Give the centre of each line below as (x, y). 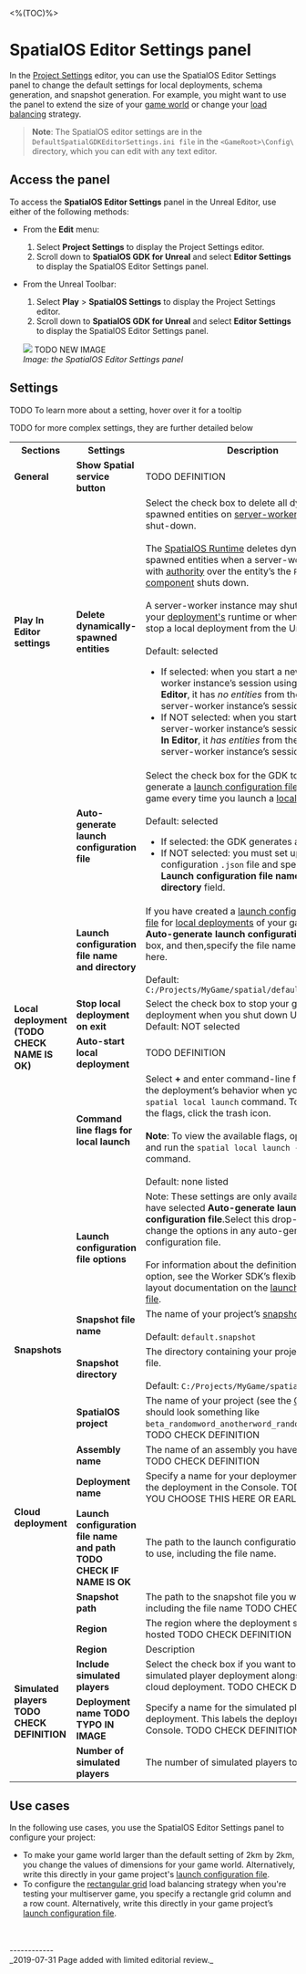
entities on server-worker (242, 514)
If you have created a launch (206, 911)
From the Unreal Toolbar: (69, 284)
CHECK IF (98, 1571)
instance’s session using (245, 683)
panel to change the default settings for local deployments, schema (136, 85)
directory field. (193, 887)
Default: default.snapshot (201, 1336)
